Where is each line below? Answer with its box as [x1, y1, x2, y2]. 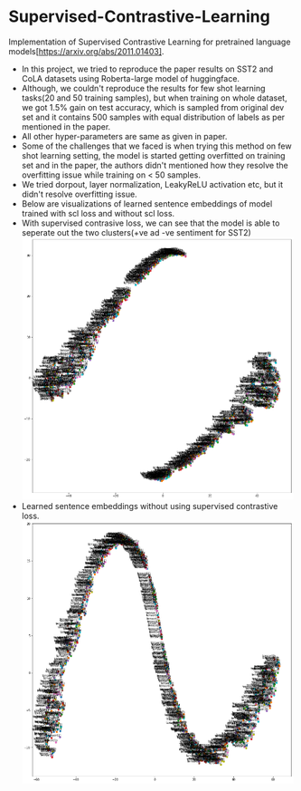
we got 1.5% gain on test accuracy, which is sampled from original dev [21, 101, 285, 112]
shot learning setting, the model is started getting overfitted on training [21, 150, 286, 160]
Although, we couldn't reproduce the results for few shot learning [21, 82, 266, 93]
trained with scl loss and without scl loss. [21, 207, 175, 218]
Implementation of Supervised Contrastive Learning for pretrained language [8, 36, 291, 47]
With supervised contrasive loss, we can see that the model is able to [21, 217, 280, 228]
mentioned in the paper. [21, 121, 111, 132]
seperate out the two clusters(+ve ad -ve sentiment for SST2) [21, 227, 252, 237]
